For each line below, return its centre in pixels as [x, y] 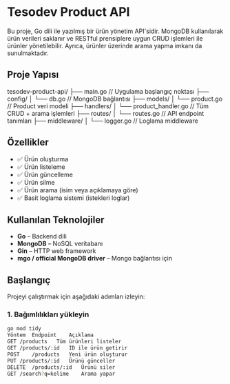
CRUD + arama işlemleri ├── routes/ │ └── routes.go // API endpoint [106, 113]
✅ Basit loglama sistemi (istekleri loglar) [73, 198]
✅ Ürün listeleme [41, 167]
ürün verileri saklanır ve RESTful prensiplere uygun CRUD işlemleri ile [105, 38]
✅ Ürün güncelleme [45, 174]
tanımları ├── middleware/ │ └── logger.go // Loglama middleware [103, 121]
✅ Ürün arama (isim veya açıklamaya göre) [78, 190]
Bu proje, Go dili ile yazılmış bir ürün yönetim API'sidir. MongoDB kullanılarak [115, 31]
